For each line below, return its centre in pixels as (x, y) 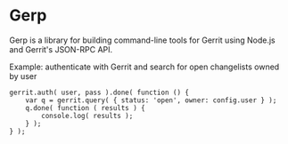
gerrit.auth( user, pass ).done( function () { (99, 92)
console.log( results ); (87, 116)
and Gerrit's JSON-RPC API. (61, 49)
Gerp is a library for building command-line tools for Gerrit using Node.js (142, 40)
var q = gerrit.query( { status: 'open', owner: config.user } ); (151, 100)
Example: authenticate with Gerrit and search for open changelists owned (144, 67)
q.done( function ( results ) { (85, 108)
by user (23, 76)
